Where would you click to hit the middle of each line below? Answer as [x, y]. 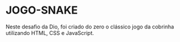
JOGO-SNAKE [42, 10]
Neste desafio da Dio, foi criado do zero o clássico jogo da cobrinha [90, 27]
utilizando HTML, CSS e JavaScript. [50, 33]
